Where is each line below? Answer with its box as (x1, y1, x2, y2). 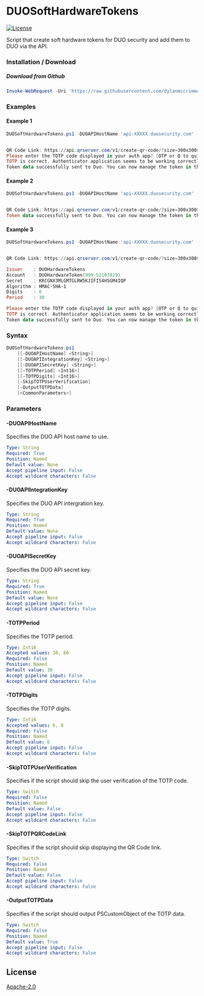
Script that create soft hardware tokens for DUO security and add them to (6, 36, 190, 43)
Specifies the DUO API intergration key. (6, 500, 104, 507)
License (6, 967, 37, 977)
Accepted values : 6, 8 (6, 722, 64, 728)
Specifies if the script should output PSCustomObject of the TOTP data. (6, 910, 186, 918)
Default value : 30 (6, 667, 53, 673)
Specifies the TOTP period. (6, 632, 74, 640)
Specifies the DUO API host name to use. (6, 433, 109, 441)
